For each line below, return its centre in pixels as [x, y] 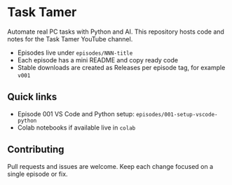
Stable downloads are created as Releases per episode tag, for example [121, 67]
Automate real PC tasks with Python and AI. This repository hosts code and [116, 32]
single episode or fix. [37, 174]
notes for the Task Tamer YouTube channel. [70, 39]
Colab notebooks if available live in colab [76, 128]
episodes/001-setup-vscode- [177, 114]
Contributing [36, 150]
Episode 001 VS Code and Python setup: [76, 114]
